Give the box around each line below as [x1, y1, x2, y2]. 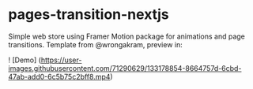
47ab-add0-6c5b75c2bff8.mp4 [8, 72, 111, 81]
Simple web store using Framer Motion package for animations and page [8, 32, 245, 41]
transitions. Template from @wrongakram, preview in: [8, 39, 183, 49]
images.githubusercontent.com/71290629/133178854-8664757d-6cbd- [8, 63, 242, 72]
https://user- [40, 55, 82, 65]
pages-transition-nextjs [8, 6, 170, 24]
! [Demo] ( [8, 55, 42, 65]
